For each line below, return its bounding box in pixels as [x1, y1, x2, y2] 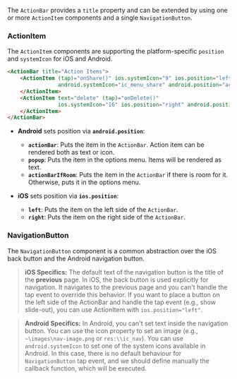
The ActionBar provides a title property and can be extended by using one [7, 6, 228, 14]
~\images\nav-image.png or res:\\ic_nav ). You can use [24, 334, 183, 342]
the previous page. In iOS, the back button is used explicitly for [24, 275, 209, 284]
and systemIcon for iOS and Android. [7, 54, 113, 63]
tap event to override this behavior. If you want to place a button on [24, 290, 220, 299]
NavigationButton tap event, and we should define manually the [24, 356, 209, 365]
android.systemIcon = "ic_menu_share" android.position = [57, 81, 222, 89]
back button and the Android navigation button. [7, 254, 145, 263]
